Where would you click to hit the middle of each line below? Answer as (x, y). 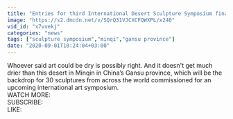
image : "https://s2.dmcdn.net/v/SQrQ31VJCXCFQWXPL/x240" (91, 20)
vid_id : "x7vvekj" (34, 26)
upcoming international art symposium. (63, 88)
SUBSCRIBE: (25, 102)
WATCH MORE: (29, 95)
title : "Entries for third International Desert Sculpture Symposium (110, 13)
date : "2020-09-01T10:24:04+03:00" (59, 46)
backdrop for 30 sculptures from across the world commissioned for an (109, 80)
